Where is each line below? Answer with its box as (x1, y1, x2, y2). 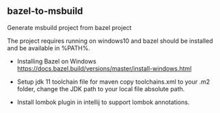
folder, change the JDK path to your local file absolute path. (16, 84, 185, 93)
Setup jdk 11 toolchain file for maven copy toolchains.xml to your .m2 (16, 78, 210, 86)
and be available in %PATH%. (7, 44, 91, 52)
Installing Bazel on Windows (16, 57, 97, 65)
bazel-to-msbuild (7, 5, 83, 17)
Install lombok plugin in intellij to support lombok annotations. (16, 98, 190, 106)
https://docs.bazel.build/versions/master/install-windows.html (16, 64, 192, 72)
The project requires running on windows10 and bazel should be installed (7, 37, 213, 45)
